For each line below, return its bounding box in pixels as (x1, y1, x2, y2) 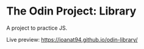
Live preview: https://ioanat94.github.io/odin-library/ (6, 36, 139, 43)
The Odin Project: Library (6, 4, 137, 18)
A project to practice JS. (6, 24, 68, 31)
